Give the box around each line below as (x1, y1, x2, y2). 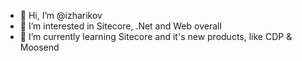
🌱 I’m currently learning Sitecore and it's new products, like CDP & (19, 31, 293, 42)
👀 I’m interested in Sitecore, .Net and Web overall (19, 20, 222, 32)
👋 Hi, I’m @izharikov (19, 10, 103, 21)
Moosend (19, 41, 60, 53)
